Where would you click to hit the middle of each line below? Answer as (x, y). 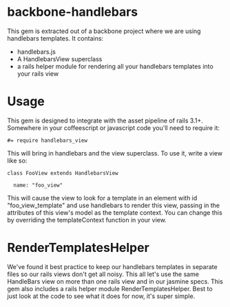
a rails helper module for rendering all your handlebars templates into (115, 66)
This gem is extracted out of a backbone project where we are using (104, 31)
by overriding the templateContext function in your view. (87, 220)
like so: (17, 160)
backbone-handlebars (73, 12)
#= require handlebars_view (48, 140)
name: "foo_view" (38, 185)
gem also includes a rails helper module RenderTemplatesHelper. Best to (110, 288)
